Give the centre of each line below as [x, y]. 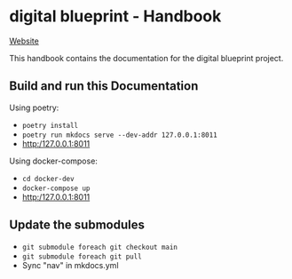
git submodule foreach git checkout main [99, 247]
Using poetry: [34, 108]
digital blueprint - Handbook [115, 16]
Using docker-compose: [53, 161]
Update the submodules [77, 225]
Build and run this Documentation [104, 86]
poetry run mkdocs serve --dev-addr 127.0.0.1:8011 [119, 135]
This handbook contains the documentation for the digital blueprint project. [146, 58]
